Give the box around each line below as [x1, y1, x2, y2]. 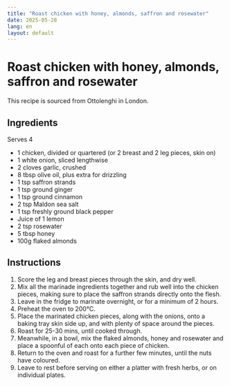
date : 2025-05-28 [7, 17, 57, 24]
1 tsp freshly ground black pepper [17, 208, 114, 215]
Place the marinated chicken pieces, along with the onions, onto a [17, 312, 206, 320]
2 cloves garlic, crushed [17, 163, 87, 172]
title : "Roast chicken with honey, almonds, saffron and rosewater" [7, 10, 209, 17]
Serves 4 [7, 136, 33, 143]
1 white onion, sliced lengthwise [17, 156, 109, 164]
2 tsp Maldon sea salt [17, 200, 79, 208]
